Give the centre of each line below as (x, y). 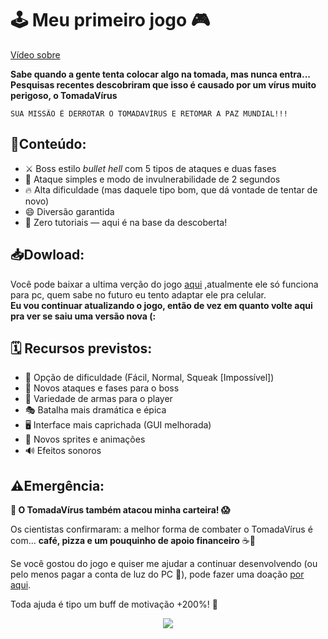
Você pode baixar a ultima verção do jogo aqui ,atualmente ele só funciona (164, 284)
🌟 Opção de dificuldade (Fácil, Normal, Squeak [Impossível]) (149, 378)
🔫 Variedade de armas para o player (98, 399)
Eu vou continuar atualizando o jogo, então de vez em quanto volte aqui (161, 305)
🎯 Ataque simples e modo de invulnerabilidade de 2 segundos (152, 179)
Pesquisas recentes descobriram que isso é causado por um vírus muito (163, 84)
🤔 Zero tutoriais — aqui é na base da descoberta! (126, 222)
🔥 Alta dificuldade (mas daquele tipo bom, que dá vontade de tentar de (171, 189)
